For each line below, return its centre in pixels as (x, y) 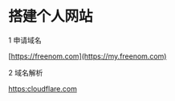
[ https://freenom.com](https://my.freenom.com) (87, 56)
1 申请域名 (25, 40)
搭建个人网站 (51, 16)
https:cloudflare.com (43, 88)
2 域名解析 (26, 72)
